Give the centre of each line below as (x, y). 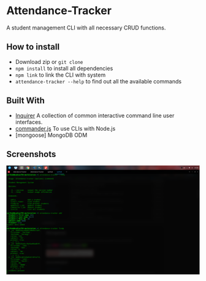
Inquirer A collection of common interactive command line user (95, 115)
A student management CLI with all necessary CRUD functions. (86, 28)
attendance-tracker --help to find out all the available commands (98, 81)
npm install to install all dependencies (64, 68)
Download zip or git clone (49, 61)
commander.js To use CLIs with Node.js (65, 128)
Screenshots (31, 154)
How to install (33, 47)
